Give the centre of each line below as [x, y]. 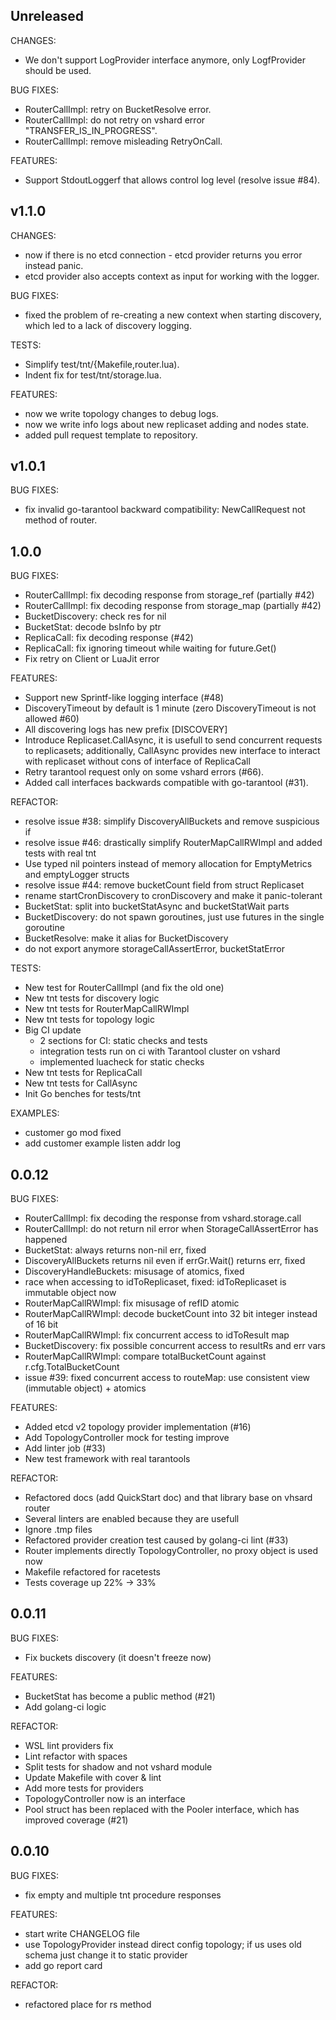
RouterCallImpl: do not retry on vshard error [115, 120]
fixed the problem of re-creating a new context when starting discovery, [173, 315]
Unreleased [47, 16]
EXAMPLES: [35, 1113]
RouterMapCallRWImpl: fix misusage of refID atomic [132, 1303]
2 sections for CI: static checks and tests [123, 1041]
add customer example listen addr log [103, 1143]
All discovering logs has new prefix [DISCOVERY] [126, 730]
